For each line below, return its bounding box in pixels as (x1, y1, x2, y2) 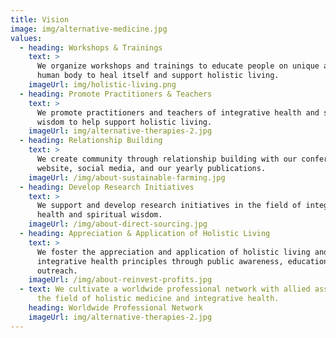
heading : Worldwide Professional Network (28, 303, 203, 313)
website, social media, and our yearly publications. (36, 163, 267, 173)
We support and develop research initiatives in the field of (36, 201, 302, 211)
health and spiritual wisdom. (36, 210, 163, 220)
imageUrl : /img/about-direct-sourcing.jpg (28, 219, 208, 230)
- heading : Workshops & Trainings (19, 42, 163, 53)
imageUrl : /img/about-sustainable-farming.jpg (28, 172, 226, 183)
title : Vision (10, 14, 70, 25)
